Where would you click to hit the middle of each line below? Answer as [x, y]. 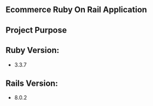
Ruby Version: [33, 50]
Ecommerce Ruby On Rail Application [76, 10]
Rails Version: [32, 83]
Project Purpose [36, 30]
